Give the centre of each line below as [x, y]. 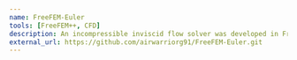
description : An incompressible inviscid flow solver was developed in [144, 34]
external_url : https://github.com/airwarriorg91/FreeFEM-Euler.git [136, 42]
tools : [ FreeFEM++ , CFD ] [55, 26]
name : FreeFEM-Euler [47, 17]
